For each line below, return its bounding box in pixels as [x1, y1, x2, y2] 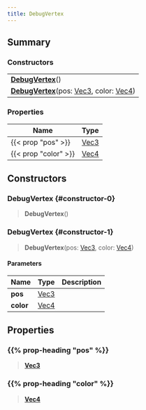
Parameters [7, 260, 42, 268]
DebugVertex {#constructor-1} [7, 227, 114, 237]
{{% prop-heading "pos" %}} [7, 345, 110, 355]
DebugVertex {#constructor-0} [7, 193, 115, 203]
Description [61, 277, 102, 287]
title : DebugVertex [7, 10, 64, 18]
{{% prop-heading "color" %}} [7, 379, 114, 389]
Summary [7, 37, 51, 49]
